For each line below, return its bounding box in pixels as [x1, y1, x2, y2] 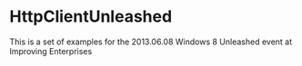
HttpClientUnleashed [9, 6, 173, 27]
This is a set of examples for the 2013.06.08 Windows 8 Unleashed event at [9, 36, 293, 47]
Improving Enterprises [9, 45, 93, 56]
